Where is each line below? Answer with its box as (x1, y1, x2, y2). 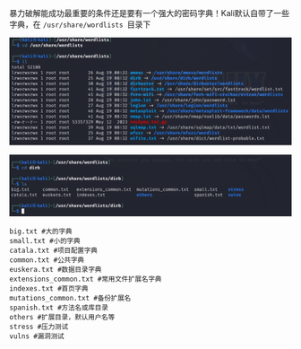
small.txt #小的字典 (9, 236, 81, 245)
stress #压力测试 (9, 322, 69, 331)
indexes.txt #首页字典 (9, 284, 89, 293)
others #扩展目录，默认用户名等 (9, 312, 116, 321)
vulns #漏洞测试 (9, 331, 64, 341)
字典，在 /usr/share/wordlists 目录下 (9, 19, 151, 30)
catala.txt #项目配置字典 (9, 246, 99, 255)
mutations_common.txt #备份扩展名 (9, 293, 132, 302)
